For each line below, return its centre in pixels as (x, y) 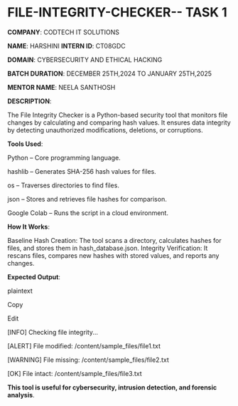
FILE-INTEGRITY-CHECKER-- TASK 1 (117, 12)
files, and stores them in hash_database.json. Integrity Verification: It (108, 248)
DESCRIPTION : (29, 101)
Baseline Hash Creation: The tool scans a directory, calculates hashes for (114, 240)
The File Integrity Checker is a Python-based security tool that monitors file (118, 115)
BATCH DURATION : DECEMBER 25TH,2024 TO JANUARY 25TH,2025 (109, 73)
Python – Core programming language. (64, 157)
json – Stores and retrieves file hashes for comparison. (87, 199)
